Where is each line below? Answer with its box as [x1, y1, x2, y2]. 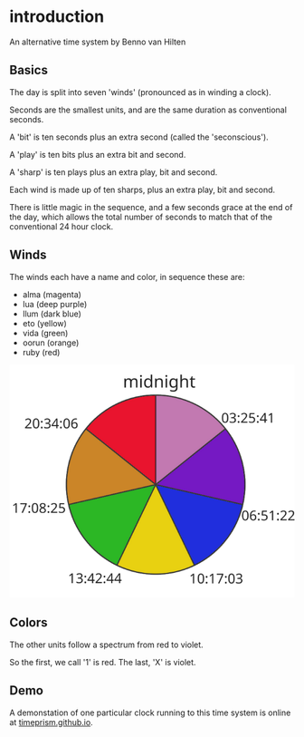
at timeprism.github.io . [9, 716, 93, 727]
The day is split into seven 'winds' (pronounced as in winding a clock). [9, 86, 271, 97]
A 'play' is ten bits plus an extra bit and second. [9, 149, 186, 160]
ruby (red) [22, 346, 61, 357]
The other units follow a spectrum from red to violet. [9, 639, 204, 650]
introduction [9, 6, 105, 27]
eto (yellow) [22, 317, 68, 328]
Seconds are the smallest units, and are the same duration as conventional [9, 104, 288, 115]
